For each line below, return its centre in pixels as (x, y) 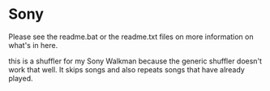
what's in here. (33, 45)
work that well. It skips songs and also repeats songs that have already (126, 69)
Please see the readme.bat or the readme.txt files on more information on (131, 37)
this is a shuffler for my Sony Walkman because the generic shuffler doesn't (135, 61)
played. (21, 78)
